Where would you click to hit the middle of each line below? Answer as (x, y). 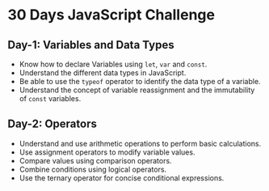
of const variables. (50, 98)
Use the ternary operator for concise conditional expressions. (122, 178)
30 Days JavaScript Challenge (111, 15)
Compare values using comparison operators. (95, 160)
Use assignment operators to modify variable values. (107, 152)
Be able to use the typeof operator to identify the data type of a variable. (140, 81)
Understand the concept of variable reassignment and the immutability (137, 90)
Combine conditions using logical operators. (93, 169)
